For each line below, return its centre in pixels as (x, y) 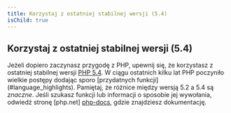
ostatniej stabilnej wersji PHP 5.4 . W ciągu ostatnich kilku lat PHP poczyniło (116, 73)
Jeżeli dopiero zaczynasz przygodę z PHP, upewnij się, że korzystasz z (110, 65)
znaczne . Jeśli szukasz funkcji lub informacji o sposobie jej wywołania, (110, 95)
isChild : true (28, 20)
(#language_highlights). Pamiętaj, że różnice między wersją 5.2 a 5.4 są (111, 87)
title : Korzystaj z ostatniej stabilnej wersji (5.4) (87, 14)
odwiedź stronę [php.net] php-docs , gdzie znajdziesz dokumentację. (107, 103)
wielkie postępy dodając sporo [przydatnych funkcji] (83, 80)
